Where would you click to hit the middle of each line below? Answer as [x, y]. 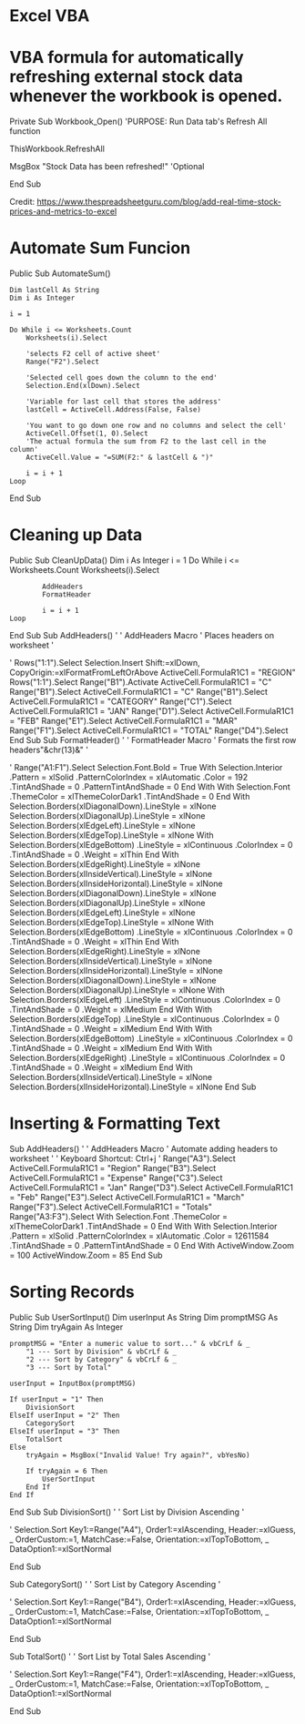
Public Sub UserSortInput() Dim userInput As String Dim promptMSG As [144, 1317]
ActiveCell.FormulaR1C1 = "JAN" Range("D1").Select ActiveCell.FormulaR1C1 [152, 711]
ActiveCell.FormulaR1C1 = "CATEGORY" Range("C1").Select [121, 701]
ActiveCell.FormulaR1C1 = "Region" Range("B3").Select [113, 1168]
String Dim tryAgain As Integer [66, 1327]
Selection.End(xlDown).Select [83, 386]
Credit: [22, 202]
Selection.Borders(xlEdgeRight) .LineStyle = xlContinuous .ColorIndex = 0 [147, 1058]
